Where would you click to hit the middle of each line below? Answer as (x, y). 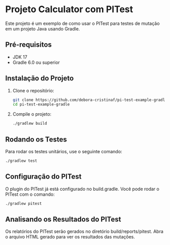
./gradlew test (21, 161)
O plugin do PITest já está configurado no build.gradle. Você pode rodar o (82, 189)
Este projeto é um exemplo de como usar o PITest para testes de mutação (82, 23)
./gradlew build (30, 124)
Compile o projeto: (32, 114)
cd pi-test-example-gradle (41, 104)
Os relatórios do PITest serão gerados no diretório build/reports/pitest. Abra (84, 231)
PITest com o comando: (30, 194)
